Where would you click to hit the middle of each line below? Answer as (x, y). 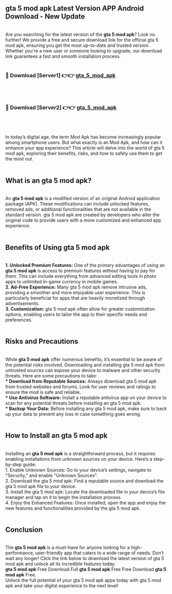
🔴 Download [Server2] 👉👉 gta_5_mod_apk (61, 107)
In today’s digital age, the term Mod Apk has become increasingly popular (83, 137)
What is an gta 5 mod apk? (49, 180)
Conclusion (24, 530)
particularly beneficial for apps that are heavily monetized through (75, 298)
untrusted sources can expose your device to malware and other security (83, 370)
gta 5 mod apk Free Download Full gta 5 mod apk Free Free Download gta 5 (86, 569)
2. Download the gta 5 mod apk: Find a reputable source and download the (84, 481)
